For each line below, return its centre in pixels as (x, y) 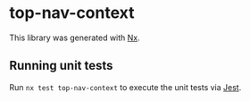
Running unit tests (61, 66)
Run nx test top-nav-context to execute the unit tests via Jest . (125, 87)
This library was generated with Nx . (75, 38)
